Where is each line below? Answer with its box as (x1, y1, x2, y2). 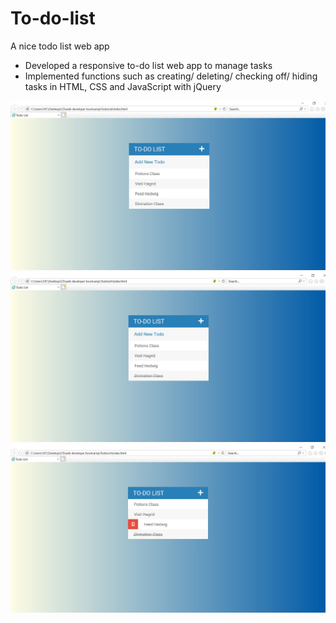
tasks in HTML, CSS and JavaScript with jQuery (24, 80, 222, 92)
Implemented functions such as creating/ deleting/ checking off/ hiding (24, 70, 318, 82)
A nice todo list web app (10, 40, 110, 52)
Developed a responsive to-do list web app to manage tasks (24, 59, 273, 71)
